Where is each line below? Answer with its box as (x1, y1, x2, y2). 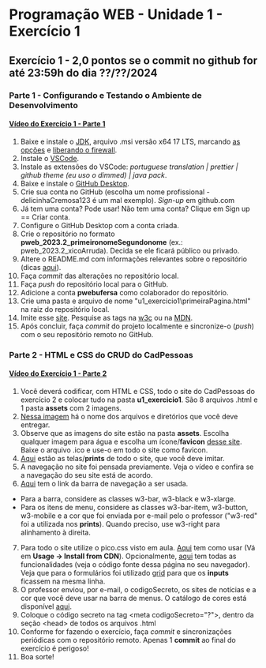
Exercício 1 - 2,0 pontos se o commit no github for (9, 54, 258, 67)
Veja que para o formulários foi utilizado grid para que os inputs (20, 568, 230, 577)
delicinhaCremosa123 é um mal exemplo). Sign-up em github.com (20, 195, 235, 205)
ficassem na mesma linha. (20, 576, 106, 586)
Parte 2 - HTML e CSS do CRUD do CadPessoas (9, 349, 193, 360)
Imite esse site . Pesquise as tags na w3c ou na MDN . (20, 313, 193, 322)
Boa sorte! (20, 651, 54, 661)
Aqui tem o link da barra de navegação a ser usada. (20, 478, 189, 488)
